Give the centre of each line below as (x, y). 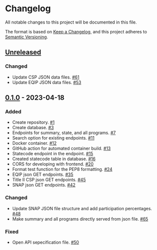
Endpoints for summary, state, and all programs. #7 (64, 133)
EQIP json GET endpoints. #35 (43, 174)
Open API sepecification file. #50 (46, 242)
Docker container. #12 (34, 143)
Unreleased (23, 52)
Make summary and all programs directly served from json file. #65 (80, 219)
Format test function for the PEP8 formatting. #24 (62, 169)
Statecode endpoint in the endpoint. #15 (52, 154)
